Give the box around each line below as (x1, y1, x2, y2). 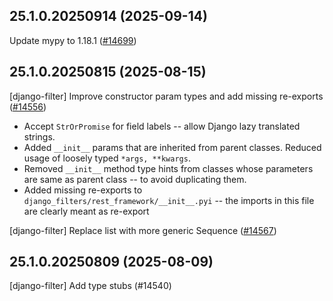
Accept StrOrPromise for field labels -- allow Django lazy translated (23, 120, 301, 132)
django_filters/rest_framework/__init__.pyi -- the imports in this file (23, 194, 315, 206)
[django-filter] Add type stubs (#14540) (9, 280, 172, 292)
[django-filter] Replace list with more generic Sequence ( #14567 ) (9, 224, 277, 236)
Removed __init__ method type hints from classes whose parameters (23, 162, 314, 174)
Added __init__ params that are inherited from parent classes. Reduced (23, 141, 322, 153)
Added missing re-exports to (23, 184, 143, 196)
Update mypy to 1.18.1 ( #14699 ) (9, 34, 137, 46)
